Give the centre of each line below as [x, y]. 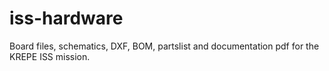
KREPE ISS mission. [50, 56]
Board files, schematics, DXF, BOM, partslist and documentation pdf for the [164, 46]
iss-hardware [66, 18]
